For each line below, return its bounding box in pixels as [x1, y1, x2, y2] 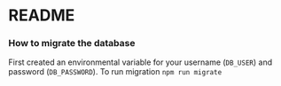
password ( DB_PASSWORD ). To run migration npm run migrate [8, 66, 222, 77]
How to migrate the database [8, 37, 136, 50]
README [8, 5, 75, 26]
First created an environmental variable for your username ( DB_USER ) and [8, 57, 272, 67]
